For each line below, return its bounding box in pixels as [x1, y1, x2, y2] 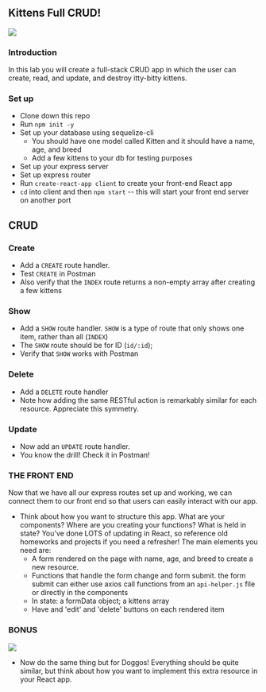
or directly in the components [31, 588, 129, 597]
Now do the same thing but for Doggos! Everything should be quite [19, 657, 240, 667]
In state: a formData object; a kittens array [31, 596, 170, 606]
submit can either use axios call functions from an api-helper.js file [31, 579, 256, 589]
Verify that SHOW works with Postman [19, 349, 139, 358]
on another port [19, 195, 71, 205]
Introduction [8, 47, 57, 58]
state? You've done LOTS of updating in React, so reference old [19, 528, 228, 539]
